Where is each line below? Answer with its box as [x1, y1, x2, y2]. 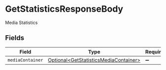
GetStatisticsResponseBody [5, 3, 124, 15]
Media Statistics [5, 20, 38, 25]
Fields [5, 34, 25, 42]
